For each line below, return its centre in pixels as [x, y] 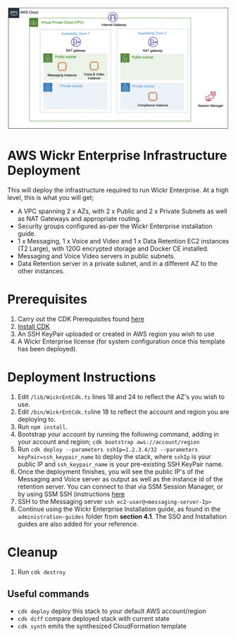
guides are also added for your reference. [78, 524]
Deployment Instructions [82, 378]
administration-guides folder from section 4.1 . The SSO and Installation [122, 516]
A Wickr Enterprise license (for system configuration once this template [121, 341]
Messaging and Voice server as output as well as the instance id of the [120, 479]
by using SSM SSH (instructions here [71, 494]
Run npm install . [43, 427]
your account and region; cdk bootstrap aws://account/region [108, 441]
